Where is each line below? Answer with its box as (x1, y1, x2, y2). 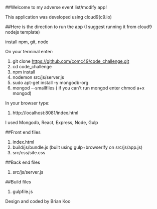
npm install (12, 69, 36, 75)
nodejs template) (5, 29, 40, 35)
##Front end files (5, 129, 41, 135)
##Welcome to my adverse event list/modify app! (5, 5, 107, 10)
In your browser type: (5, 100, 50, 106)
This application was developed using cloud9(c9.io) (5, 14, 112, 20)
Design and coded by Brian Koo (5, 198, 71, 204)
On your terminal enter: (5, 49, 53, 54)
